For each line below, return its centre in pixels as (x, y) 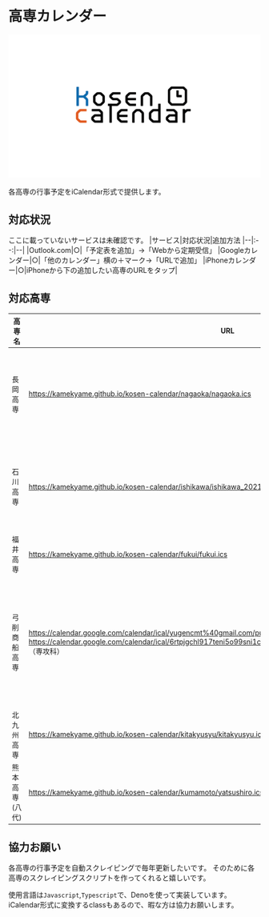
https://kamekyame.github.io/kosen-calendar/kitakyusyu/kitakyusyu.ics (147, 735)
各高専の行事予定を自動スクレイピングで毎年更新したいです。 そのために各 (132, 868)
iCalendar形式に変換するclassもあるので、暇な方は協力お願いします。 (123, 905)
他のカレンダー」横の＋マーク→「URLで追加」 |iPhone (138, 260)
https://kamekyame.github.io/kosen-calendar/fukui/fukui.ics (128, 554)
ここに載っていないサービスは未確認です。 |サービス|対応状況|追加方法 (124, 240)
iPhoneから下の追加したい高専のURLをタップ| (102, 270)
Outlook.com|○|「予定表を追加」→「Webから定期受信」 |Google (137, 250)
